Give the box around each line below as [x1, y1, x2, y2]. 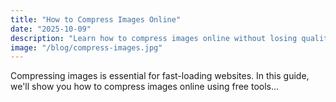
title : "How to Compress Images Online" [10, 14, 182, 25]
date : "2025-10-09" [10, 24, 92, 34]
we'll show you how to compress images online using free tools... [10, 81, 280, 93]
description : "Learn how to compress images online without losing [10, 33, 298, 43]
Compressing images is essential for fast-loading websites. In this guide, [10, 70, 310, 82]
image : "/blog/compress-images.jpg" [10, 42, 163, 53]
